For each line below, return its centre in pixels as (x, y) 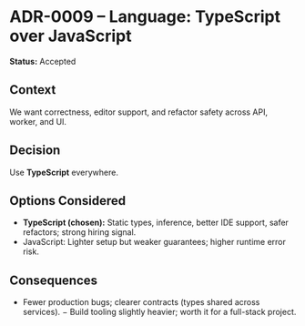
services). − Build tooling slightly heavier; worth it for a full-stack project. (159, 312)
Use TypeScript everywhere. (64, 172)
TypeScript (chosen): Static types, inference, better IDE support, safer (156, 223)
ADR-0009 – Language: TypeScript (145, 17)
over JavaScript (71, 36)
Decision (35, 151)
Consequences (54, 280)
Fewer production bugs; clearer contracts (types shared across (141, 302)
